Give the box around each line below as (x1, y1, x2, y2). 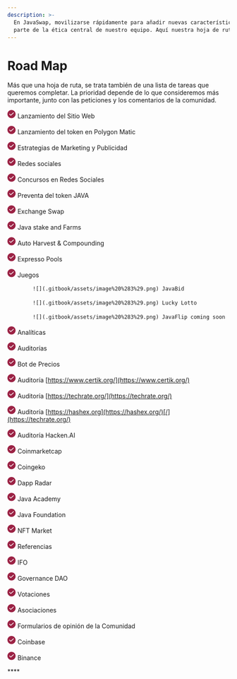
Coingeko (17, 463, 46, 471)
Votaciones (17, 590, 51, 598)
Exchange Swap (17, 207, 65, 215)
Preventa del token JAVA (17, 191, 90, 200)
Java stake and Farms (17, 223, 82, 232)
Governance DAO (17, 574, 68, 583)
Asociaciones (17, 606, 57, 615)
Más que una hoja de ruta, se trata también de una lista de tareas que (7, 81, 209, 90)
